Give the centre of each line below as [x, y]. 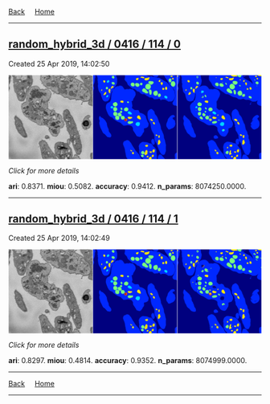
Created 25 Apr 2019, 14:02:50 [59, 63]
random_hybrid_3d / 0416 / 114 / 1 [93, 219]
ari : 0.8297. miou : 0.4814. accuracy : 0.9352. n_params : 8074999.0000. [128, 361]
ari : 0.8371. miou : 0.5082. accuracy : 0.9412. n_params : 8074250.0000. [127, 186]
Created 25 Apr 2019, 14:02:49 [59, 238]
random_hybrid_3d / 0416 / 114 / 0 [94, 45]
